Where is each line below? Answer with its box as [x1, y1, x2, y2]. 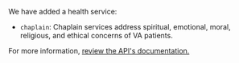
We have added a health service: [8, 7, 117, 16]
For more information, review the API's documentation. [8, 46, 190, 55]
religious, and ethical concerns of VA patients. [19, 31, 173, 40]
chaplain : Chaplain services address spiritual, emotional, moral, [19, 22, 231, 31]
